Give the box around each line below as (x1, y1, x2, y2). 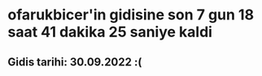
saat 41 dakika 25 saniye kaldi (7, 23, 213, 41)
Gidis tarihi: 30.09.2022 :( (7, 55, 142, 69)
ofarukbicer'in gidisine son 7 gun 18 (7, 6, 254, 24)
